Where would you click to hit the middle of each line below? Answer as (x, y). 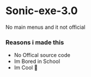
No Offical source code (42, 55)
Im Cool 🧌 (26, 68)
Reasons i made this (35, 42)
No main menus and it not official (45, 27)
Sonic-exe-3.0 (42, 11)
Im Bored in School (37, 61)
